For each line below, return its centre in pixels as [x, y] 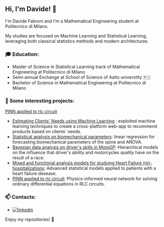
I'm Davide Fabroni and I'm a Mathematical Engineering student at [72, 21]
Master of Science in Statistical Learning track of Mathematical [76, 67]
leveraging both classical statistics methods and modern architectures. [77, 41]
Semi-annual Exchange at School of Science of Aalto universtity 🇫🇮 [82, 77]
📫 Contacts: [20, 197]
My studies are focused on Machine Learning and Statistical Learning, [76, 36]
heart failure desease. [34, 174]
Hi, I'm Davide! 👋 [31, 9]
